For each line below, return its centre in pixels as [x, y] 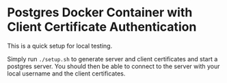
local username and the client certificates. [66, 73]
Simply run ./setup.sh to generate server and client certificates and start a [112, 59]
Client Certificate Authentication [102, 27]
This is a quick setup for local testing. [60, 46]
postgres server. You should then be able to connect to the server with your [113, 66]
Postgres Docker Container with [100, 13]
